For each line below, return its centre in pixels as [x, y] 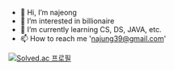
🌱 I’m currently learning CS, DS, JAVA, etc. [91, 29]
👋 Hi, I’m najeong [48, 12]
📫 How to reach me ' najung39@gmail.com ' [93, 39]
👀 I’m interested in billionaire [67, 21]
